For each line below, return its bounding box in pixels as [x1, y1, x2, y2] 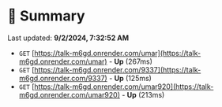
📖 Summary [7, 7, 85, 25]
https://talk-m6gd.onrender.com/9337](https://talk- [34, 65, 201, 74]
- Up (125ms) [108, 73, 152, 83]
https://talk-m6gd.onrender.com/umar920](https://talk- [34, 82, 214, 91]
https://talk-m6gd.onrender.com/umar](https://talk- [34, 48, 201, 57]
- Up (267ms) [108, 57, 153, 66]
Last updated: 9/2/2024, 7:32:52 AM [7, 33, 130, 42]
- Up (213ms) [121, 90, 165, 99]
